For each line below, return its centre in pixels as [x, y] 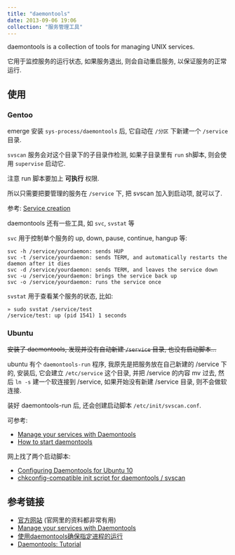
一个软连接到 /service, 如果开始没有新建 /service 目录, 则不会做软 [133, 382]
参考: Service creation [39, 209]
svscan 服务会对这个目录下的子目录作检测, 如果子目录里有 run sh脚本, [107, 155]
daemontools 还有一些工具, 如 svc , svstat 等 [71, 223]
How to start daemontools [55, 442]
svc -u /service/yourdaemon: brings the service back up [92, 276]
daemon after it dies [39, 264]
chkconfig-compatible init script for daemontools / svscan [101, 478]
